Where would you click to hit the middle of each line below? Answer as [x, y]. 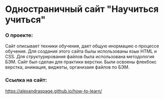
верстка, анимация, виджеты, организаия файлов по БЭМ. [67, 67]
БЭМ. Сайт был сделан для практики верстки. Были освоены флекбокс [81, 62]
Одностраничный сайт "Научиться [82, 9]
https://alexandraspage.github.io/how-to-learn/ [54, 91]
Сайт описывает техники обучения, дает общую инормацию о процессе [82, 46]
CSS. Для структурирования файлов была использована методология [80, 57]
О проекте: [19, 35]
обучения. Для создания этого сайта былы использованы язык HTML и [81, 51]
